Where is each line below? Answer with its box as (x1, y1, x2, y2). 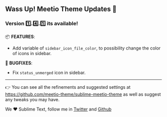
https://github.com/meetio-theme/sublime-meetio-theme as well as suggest (5, 91, 161, 97)
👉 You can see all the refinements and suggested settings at (5, 84, 131, 90)
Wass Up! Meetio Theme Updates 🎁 (5, 5, 117, 13)
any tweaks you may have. (5, 96, 60, 102)
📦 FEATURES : (5, 33, 35, 40)
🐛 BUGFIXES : (5, 60, 33, 66)
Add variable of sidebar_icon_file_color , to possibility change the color (12, 45, 161, 51)
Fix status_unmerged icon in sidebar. (12, 69, 86, 75)
